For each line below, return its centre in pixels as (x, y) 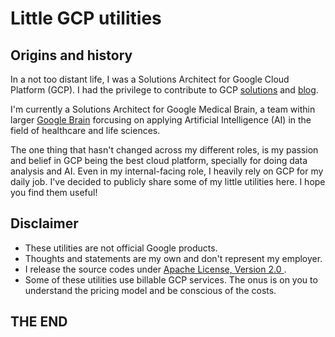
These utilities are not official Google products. (121, 248)
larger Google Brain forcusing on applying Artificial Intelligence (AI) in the (161, 120)
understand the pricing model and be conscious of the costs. (150, 290)
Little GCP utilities (86, 18)
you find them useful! (54, 192)
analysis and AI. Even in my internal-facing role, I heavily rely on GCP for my (167, 171)
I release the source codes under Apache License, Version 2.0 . (155, 269)
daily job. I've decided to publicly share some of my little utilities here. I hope (168, 181)
